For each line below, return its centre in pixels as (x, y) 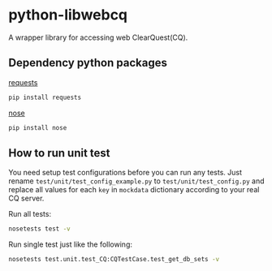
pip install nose (38, 127)
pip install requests (45, 97)
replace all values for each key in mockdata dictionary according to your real (134, 190)
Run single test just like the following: (70, 244)
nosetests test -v (39, 229)
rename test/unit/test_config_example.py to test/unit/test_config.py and (136, 181)
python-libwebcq (68, 15)
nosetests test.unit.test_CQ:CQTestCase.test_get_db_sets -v (114, 260)
